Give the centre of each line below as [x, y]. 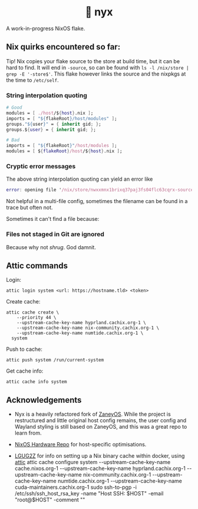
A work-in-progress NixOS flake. [46, 28]
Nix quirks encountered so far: [63, 47]
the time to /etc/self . [32, 80]
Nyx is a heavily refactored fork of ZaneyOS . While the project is [93, 414]
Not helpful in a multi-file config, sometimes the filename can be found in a [97, 201]
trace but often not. [29, 208]
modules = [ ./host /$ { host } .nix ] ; [50, 113]
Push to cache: [24, 349]
